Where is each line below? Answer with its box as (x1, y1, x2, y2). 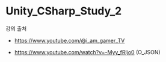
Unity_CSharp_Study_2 (5, 4, 122, 18)
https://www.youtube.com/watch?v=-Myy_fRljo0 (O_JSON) (14, 48, 161, 55)
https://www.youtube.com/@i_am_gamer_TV (14, 37, 125, 44)
